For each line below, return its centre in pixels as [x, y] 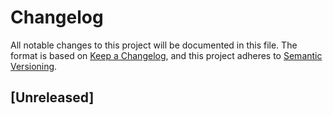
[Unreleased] [52, 97]
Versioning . [34, 66]
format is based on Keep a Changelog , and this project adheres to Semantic [166, 55]
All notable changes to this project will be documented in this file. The [154, 45]
